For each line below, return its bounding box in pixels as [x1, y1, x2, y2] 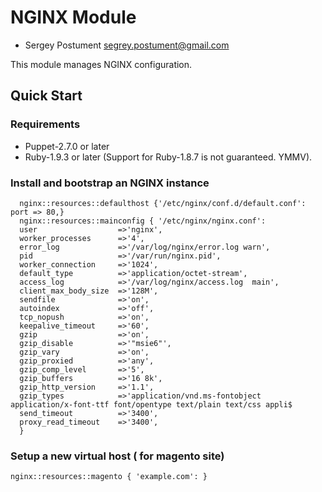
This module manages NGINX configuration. [10, 58, 193, 70]
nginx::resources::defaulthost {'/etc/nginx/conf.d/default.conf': [19, 198, 307, 208]
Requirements [10, 117, 81, 131]
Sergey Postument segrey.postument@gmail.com [24, 39, 230, 51]
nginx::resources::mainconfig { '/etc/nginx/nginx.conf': [19, 216, 267, 226]
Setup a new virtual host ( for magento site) [10, 449, 225, 463]
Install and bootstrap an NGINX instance [10, 176, 210, 190]
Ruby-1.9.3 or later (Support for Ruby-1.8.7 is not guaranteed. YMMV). [24, 151, 313, 163]
